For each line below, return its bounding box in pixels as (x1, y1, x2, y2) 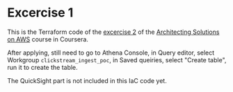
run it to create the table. (7, 63, 78, 71)
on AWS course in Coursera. (7, 35, 89, 43)
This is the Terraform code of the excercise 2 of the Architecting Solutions (7, 28, 220, 36)
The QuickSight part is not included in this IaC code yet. (7, 76, 167, 84)
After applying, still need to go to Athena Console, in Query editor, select (7, 48, 215, 57)
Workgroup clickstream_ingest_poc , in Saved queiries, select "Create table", (7, 55, 227, 64)
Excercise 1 (7, 5, 74, 21)
